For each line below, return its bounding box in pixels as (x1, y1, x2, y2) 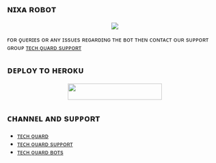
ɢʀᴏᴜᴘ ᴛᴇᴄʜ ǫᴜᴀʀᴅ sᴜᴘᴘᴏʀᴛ (7, 43, 82, 51)
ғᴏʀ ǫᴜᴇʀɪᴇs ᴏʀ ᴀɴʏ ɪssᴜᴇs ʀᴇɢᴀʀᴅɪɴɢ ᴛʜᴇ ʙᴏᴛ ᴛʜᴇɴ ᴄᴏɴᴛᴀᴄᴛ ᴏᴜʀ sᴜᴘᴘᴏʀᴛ (7, 35, 209, 44)
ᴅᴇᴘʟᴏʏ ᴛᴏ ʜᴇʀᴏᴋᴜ (7, 65, 84, 76)
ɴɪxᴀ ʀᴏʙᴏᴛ (7, 3, 57, 15)
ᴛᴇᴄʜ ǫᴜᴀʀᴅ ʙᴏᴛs (16, 147, 64, 156)
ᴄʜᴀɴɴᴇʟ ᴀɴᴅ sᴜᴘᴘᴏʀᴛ (7, 113, 100, 124)
